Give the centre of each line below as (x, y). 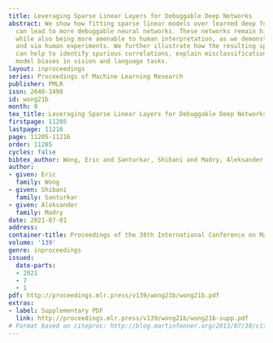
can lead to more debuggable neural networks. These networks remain (136, 31)
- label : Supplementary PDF (56, 310)
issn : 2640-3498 (36, 91)
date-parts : (36, 265)
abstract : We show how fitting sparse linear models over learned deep (132, 24)
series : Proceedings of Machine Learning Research (96, 76)
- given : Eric (32, 175)
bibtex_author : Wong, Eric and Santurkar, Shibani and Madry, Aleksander (136, 159)
